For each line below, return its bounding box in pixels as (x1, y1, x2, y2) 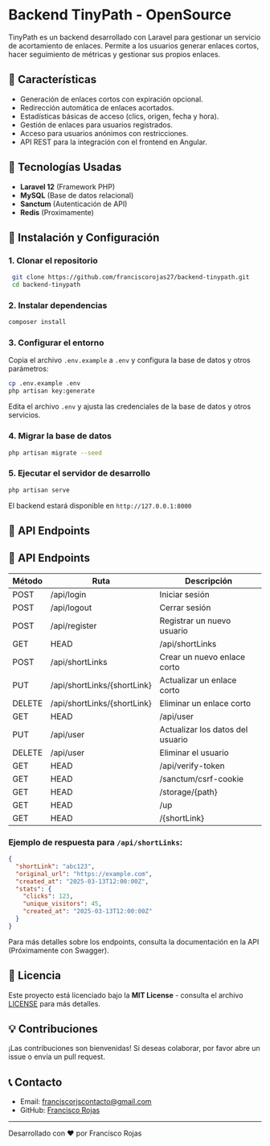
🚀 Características (8, 73, 97, 86)
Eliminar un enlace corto (159, 697, 252, 708)
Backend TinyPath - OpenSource (8, 6, 231, 24)
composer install (8, 318, 67, 326)
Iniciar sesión (159, 588, 211, 600)
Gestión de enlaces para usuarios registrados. (19, 119, 173, 130)
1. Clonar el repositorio (8, 255, 98, 266)
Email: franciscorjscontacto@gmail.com (19, 1097, 152, 1107)
